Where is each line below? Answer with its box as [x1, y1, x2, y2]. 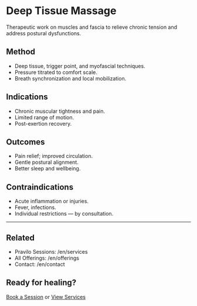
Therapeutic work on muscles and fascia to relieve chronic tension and [6, 23, 178, 31]
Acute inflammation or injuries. [14, 198, 89, 205]
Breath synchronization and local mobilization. [14, 75, 127, 82]
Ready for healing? [6, 278, 77, 288]
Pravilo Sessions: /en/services [14, 248, 88, 255]
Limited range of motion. [14, 113, 74, 121]
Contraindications [6, 182, 74, 192]
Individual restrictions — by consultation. [14, 210, 114, 217]
